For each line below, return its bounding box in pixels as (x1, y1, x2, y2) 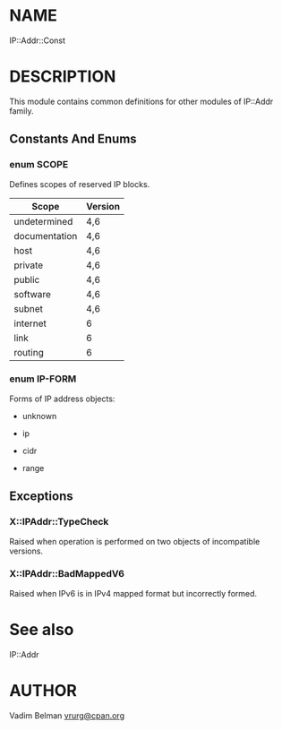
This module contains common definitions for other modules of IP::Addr (9, 96, 274, 107)
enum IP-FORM (9, 373, 77, 385)
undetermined (13, 215, 73, 228)
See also (9, 620, 74, 640)
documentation (13, 229, 78, 242)
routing (13, 346, 45, 358)
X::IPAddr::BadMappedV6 (9, 568, 125, 580)
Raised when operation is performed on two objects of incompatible (9, 536, 261, 546)
